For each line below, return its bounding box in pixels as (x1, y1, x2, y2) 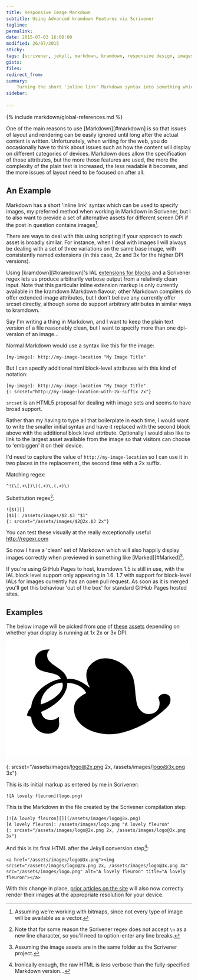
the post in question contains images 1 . (6, 220, 99, 228)
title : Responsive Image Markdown (6, 9, 91, 15)
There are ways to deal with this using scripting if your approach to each (6, 233, 183, 240)
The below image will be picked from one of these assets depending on (6, 623, 180, 630)
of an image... (25, 331, 59, 338)
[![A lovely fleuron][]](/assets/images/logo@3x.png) (6, 815, 141, 822)
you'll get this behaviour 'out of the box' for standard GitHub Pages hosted (6, 584, 187, 591)
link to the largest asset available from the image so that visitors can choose (6, 436, 190, 443)
